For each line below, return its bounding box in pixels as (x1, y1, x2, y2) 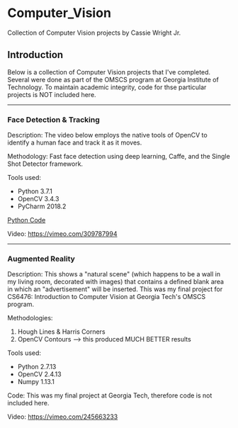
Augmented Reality (7, 254, 76, 264)
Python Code (7, 216, 46, 225)
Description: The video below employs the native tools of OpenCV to (7, 131, 208, 140)
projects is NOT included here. (7, 90, 97, 98)
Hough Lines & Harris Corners (17, 327, 106, 336)
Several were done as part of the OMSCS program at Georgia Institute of (7, 75, 220, 84)
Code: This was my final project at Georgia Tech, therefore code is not (7, 391, 212, 400)
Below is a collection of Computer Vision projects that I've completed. (7, 67, 211, 76)
